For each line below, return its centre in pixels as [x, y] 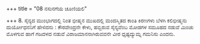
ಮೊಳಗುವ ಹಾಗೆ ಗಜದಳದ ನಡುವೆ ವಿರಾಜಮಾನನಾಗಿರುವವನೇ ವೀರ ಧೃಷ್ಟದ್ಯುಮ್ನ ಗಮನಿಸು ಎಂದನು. [91, 34]
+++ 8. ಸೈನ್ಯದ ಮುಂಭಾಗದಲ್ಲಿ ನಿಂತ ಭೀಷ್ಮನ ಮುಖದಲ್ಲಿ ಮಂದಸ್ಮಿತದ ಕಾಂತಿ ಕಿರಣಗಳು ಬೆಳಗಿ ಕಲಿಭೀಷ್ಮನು [97, 21]
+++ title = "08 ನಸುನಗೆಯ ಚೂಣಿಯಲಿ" [47, 9]
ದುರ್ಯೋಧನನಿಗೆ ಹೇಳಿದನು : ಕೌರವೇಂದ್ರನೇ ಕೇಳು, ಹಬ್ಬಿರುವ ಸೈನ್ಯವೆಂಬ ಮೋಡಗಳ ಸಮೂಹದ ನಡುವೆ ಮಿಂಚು [100, 27]
